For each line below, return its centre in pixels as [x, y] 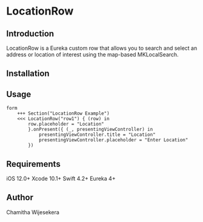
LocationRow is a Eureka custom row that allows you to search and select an [102, 48]
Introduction [30, 34]
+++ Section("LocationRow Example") [64, 113]
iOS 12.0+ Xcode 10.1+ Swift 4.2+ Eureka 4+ [61, 179]
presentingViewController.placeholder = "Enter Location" [113, 140]
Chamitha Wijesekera [33, 212]
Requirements [33, 164]
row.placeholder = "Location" [66, 124]
